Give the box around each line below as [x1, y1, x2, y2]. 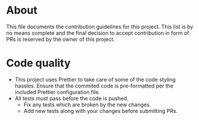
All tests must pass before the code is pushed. [14, 95, 129, 102]
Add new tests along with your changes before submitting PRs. [23, 107, 178, 114]
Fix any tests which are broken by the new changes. [23, 101, 151, 108]
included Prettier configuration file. [14, 88, 100, 95]
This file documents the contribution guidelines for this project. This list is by [6, 23, 194, 30]
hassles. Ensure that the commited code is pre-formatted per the [14, 82, 174, 89]
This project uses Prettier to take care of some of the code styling [14, 76, 176, 83]
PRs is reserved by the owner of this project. [6, 35, 115, 43]
